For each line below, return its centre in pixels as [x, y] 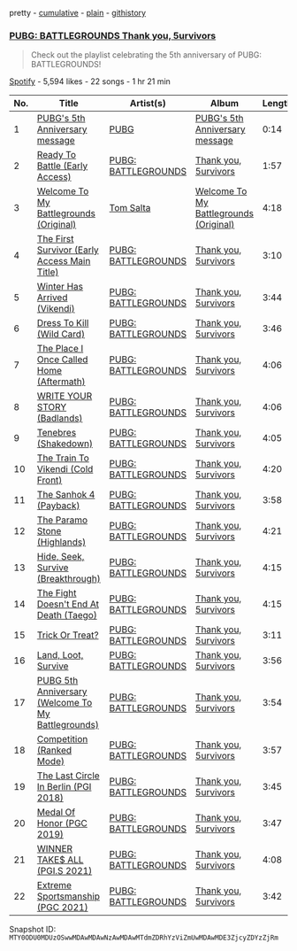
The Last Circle [68, 776]
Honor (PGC [62, 823]
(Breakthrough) [69, 579]
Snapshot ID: [33, 930]
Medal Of [56, 812]
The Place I [60, 349]
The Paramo [62, 520]
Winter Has [60, 287]
